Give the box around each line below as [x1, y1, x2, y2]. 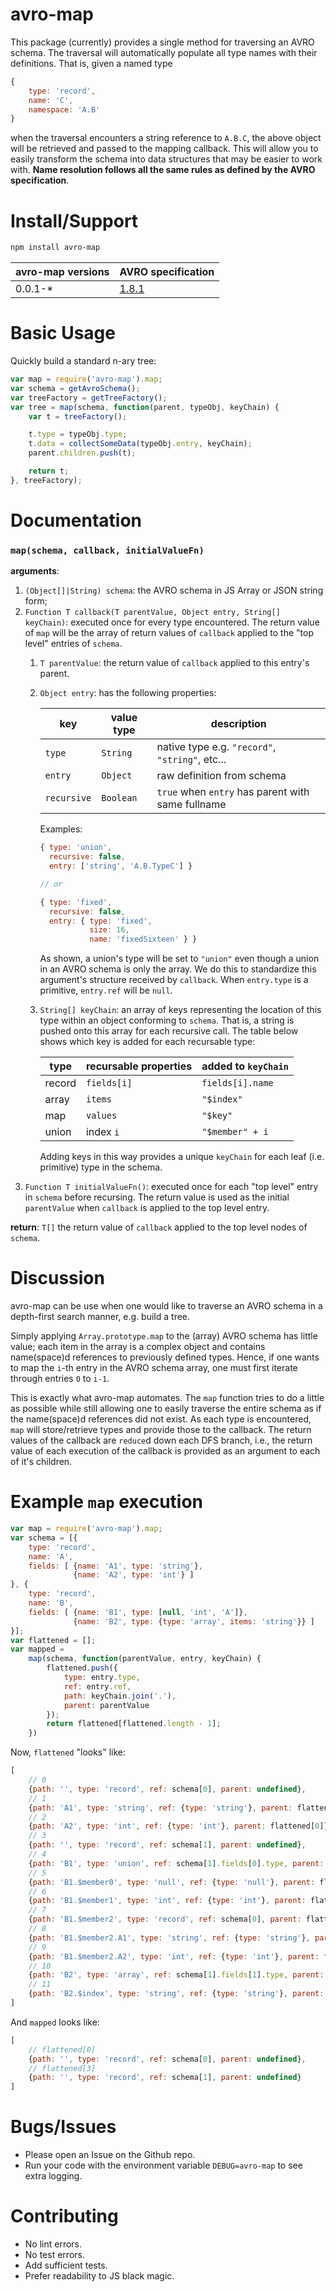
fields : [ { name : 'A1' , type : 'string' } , [28, 1561, 203, 1571]
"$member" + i [201, 1126, 269, 1138]
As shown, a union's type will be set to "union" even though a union [39, 953, 320, 965]
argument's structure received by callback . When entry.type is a [39, 974, 309, 986]
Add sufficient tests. [24, 2259, 108, 2272]
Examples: [39, 823, 83, 835]
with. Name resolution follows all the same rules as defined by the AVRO [10, 164, 316, 176]
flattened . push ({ [46, 1663, 118, 1673]
